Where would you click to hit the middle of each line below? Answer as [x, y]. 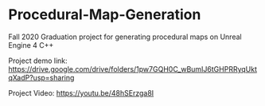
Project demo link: [38, 61]
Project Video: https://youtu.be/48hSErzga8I [81, 92]
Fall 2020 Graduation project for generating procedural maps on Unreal [125, 37]
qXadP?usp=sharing [41, 77]
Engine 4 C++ [31, 45]
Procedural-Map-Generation [105, 15]
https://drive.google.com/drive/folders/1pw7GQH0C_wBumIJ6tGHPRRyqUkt [132, 69]
